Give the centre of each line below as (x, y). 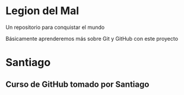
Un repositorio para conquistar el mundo (55, 27)
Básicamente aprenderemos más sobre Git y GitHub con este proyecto (92, 38)
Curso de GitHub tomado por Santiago (77, 84)
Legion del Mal (42, 11)
